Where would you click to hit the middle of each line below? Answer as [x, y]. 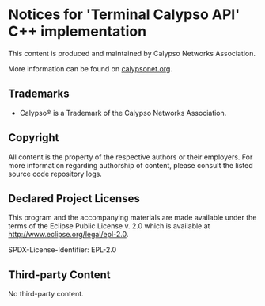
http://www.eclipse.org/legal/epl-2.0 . [68, 235]
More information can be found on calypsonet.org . [90, 68]
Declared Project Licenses [74, 199]
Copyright [34, 138]
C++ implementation [78, 31]
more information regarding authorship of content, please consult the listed [131, 165]
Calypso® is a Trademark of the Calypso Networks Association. [123, 113]
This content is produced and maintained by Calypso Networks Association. [132, 53]
